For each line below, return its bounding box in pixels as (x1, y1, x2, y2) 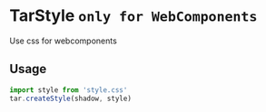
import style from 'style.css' (9, 85, 128, 95)
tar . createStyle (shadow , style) (9, 94, 132, 103)
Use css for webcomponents (9, 35, 118, 46)
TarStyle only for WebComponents (9, 5, 258, 26)
